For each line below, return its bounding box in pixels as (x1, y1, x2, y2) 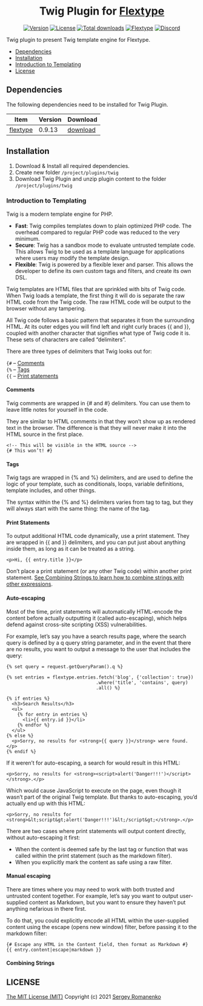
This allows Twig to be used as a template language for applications (15, 247, 185, 255)
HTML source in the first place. (6, 431, 84, 438)
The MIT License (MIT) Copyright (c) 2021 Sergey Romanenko (6, 993, 162, 1001)
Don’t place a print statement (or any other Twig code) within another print (6, 568, 192, 575)
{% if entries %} (6, 696, 50, 702)
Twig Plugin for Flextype (39, 4, 165, 18)
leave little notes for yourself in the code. (6, 406, 108, 414)
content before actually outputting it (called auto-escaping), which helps (6, 614, 187, 622)
